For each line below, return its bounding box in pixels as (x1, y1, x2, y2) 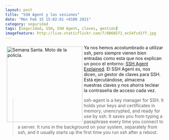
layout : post (5, 7, 33, 13)
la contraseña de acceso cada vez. (83, 88, 156, 93)
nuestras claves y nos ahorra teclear (83, 82, 159, 88)
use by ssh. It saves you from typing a (83, 113, 162, 119)
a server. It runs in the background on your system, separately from (17, 124, 157, 130)
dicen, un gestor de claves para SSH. (83, 72, 161, 77)
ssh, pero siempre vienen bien (83, 50, 147, 56)
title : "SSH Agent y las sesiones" (5, 12, 80, 17)
